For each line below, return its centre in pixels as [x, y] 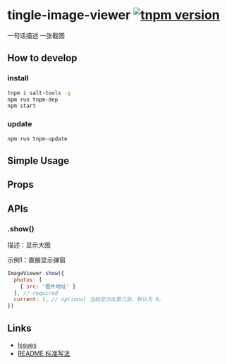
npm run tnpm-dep [33, 99]
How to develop [42, 58]
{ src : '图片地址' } [48, 286]
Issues [27, 345]
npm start [22, 106]
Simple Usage [38, 160]
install [18, 78]
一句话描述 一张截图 [36, 35]
